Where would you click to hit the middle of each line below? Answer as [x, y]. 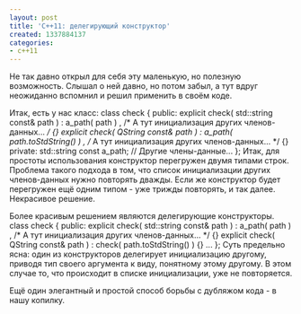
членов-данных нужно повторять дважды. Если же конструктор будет [145, 179]
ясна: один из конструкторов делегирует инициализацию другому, [138, 254]
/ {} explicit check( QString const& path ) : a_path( [140, 132]
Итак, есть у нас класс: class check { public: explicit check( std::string [141, 113]
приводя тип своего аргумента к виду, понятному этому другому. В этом [150, 264]
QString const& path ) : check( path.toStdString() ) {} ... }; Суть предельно [147, 245]
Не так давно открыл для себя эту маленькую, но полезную [125, 76]
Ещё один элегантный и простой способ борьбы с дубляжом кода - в [143, 291]
